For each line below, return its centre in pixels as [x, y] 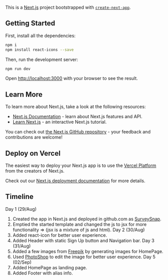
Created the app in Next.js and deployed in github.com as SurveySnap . [87, 219]
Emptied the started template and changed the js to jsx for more [79, 224]
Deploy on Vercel [33, 153]
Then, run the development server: [42, 59]
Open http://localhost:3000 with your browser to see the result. [72, 78]
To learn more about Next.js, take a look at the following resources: [76, 107]
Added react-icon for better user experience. [60, 235]
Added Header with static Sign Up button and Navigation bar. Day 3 [83, 240]
